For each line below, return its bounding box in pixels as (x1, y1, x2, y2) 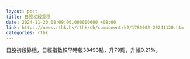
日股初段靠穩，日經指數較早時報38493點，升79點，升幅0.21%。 (6, 47, 161, 54)
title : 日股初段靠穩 (6, 14, 51, 20)
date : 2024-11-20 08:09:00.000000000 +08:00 (6, 19, 116, 25)
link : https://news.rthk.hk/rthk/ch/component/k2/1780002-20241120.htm (6, 24, 184, 31)
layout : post (6, 8, 38, 14)
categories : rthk (6, 30, 49, 36)
